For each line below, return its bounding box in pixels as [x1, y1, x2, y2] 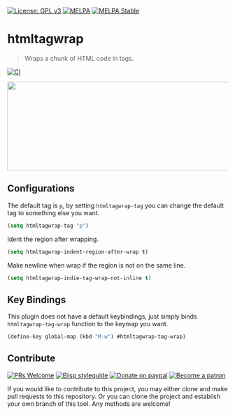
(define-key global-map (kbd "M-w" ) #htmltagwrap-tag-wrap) [7, 333, 187, 340]
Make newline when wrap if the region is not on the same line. [7, 261, 186, 269]
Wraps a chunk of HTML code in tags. [24, 54, 134, 62]
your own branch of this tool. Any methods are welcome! [7, 399, 171, 408]
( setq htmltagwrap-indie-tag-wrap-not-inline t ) [7, 275, 152, 282]
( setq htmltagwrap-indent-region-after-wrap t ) [7, 248, 149, 255]
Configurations [7, 182, 75, 195]
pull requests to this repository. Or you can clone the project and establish [7, 392, 221, 400]
